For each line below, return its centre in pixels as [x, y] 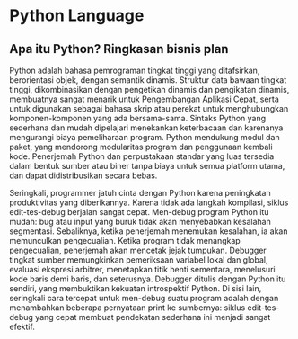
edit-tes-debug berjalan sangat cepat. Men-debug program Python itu [139, 212]
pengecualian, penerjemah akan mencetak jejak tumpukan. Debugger [138, 250]
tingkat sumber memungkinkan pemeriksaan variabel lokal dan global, [139, 260]
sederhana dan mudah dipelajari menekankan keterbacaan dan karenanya [146, 128]
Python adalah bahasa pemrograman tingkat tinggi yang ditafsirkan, [135, 70]
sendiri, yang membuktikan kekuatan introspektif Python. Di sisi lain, [136, 288]
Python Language [77, 16]
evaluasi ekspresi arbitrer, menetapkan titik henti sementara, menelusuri [142, 269]
